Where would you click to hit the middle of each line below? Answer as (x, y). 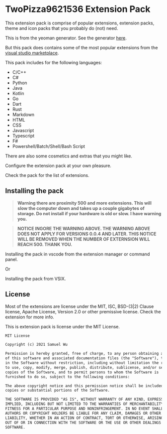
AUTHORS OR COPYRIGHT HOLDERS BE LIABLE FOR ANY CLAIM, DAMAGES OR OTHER (83, 413)
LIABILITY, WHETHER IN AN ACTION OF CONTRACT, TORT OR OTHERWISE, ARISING (84, 418)
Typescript (23, 136)
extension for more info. (30, 317)
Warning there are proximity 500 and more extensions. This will (84, 203)
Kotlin (18, 93)
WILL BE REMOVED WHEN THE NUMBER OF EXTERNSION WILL (83, 239)
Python (20, 83)
